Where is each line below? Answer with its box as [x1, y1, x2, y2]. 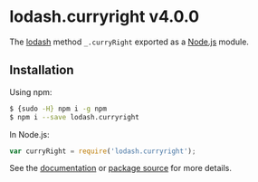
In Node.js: [9, 129, 50, 139]
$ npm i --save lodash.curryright [9, 112, 140, 121]
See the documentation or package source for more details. [9, 163, 233, 174]
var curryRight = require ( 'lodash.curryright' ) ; [9, 147, 196, 156]
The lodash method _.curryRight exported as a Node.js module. [9, 36, 249, 47]
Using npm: [9, 86, 53, 97]
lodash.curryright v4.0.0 [9, 6, 200, 27]
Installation [9, 62, 74, 78]
